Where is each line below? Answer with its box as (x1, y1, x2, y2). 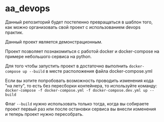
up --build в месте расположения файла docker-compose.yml (23, 68, 153, 74)
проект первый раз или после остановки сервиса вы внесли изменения (5, 106, 157, 112)
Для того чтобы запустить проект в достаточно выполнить (5, 63, 128, 69)
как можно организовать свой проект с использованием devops (5, 24, 141, 30)
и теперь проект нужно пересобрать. (5, 111, 84, 117)
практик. (5, 29, 23, 35)
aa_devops (5, 3, 50, 14)
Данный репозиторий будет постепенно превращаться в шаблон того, (5, 19, 153, 25)
